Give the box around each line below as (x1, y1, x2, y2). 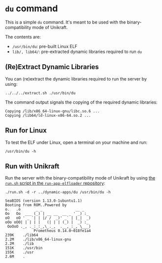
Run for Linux (5, 126, 47, 135)
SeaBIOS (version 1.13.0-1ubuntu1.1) (5, 198, 82, 204)
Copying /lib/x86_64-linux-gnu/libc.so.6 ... (5, 108, 100, 113)
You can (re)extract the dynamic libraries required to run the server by (5, 76, 147, 81)
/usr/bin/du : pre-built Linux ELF (12, 43, 78, 49)
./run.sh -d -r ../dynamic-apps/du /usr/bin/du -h (5, 190, 111, 195)
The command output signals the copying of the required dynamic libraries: (5, 99, 158, 105)
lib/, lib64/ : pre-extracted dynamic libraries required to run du (12, 49, 142, 54)
